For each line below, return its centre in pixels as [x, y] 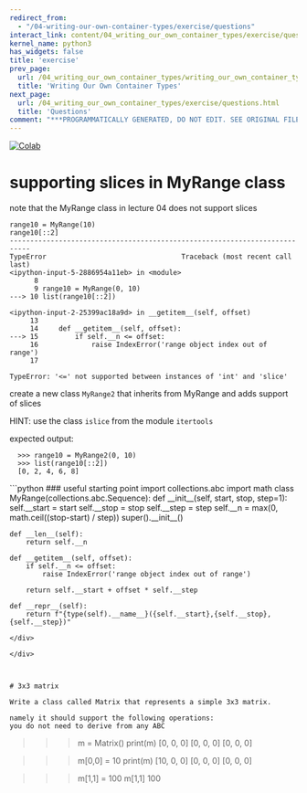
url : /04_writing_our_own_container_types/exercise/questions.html [149, 103]
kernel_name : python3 [51, 43]
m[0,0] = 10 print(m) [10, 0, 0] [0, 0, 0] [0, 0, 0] [165, 761]
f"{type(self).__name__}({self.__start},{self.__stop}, [163, 614]
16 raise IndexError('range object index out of [148, 345]
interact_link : [38, 35]
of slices [26, 404]
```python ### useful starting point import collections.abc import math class [152, 489]
